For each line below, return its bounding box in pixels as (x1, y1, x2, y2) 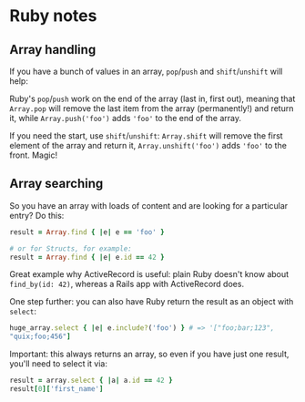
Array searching (9, 176, 104, 191)
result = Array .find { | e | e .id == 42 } (9, 253, 166, 262)
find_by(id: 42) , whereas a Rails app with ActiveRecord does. (9, 279, 244, 290)
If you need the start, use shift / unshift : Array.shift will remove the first (9, 130, 284, 141)
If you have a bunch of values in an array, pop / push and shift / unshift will (9, 66, 283, 77)
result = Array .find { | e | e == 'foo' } (9, 227, 166, 237)
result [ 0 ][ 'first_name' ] (9, 385, 104, 394)
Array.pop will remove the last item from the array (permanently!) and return (9, 103, 294, 114)
